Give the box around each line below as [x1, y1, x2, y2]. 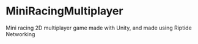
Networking [5, 30, 35, 37]
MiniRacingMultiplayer [5, 4, 123, 18]
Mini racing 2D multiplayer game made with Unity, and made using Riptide [5, 24, 192, 31]
